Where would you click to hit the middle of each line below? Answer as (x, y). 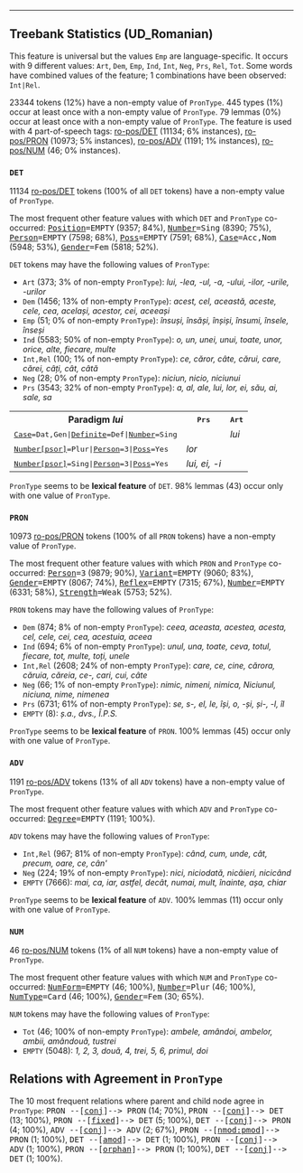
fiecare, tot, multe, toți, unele (76, 656)
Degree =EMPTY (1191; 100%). (101, 818)
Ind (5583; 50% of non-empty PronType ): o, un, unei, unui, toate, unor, (152, 340)
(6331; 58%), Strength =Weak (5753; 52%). (91, 592)
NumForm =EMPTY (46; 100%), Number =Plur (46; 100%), (151, 987)
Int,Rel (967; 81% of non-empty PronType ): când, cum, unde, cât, (145, 853)
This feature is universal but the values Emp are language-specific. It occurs (149, 56)
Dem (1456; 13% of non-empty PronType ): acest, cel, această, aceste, (149, 301)
